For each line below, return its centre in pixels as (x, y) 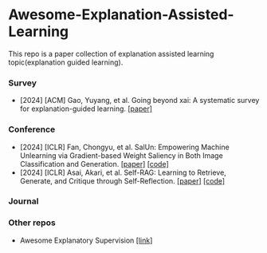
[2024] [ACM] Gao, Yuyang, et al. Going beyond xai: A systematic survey (139, 101)
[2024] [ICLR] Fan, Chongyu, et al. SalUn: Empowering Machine (124, 147)
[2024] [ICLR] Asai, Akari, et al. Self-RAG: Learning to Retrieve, (123, 172)
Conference (32, 129)
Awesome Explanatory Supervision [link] (86, 240)
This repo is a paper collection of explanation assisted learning (111, 53)
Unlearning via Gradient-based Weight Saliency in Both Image (121, 155)
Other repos (32, 223)
